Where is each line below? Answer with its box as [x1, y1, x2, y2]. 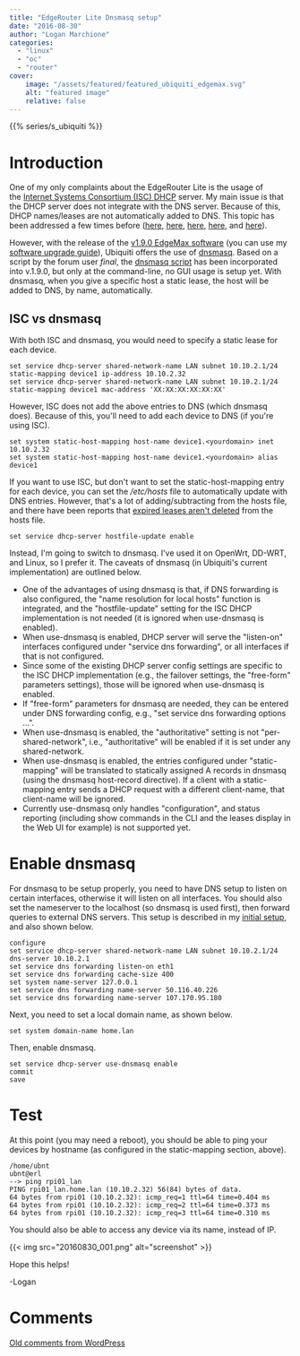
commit [9, 1067, 34, 1076]
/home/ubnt [9, 1162, 50, 1170]
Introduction [9, 152, 104, 173]
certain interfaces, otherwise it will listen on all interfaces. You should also [9, 893, 283, 903]
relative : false [25, 96, 87, 106]
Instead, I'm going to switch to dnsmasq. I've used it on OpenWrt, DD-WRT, [9, 548, 287, 558]
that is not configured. [21, 651, 105, 661]
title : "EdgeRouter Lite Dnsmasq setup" [9, 13, 163, 22]
